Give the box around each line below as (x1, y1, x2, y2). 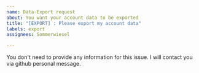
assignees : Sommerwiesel (6, 32, 70, 38)
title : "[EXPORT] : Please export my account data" (6, 20, 141, 26)
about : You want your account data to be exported (6, 15, 139, 21)
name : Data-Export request (6, 9, 76, 15)
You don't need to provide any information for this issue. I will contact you (6, 54, 193, 61)
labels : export (6, 26, 45, 32)
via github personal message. (6, 60, 81, 68)
